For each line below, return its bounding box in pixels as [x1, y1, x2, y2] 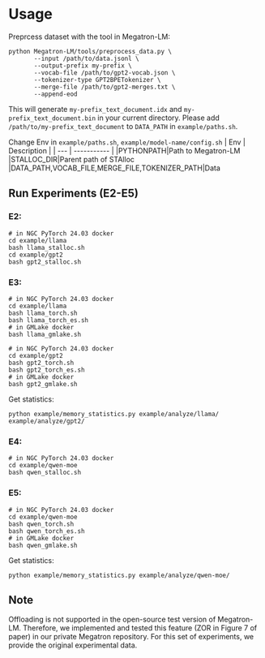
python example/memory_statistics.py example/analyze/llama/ [8, 410, 220, 418]
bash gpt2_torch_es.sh [8, 366, 85, 374]
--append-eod [33, 90, 79, 98]
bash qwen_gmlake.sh [8, 541, 79, 549]
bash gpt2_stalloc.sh [8, 257, 82, 266]
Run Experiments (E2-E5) [8, 187, 139, 200]
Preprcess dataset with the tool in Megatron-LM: [8, 32, 170, 41]
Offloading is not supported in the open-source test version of [8, 614, 216, 625]
